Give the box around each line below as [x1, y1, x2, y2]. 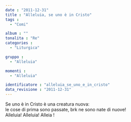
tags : [5, 17, 19, 22]
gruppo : [5, 54, 24, 59]
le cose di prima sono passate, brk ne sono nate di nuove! [5, 107, 126, 112]
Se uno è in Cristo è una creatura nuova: [5, 101, 90, 107]
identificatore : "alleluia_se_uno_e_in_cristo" [5, 82, 110, 87]
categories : [5, 40, 33, 46]
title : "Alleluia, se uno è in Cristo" [5, 12, 92, 17]
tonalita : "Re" [5, 36, 40, 41]
